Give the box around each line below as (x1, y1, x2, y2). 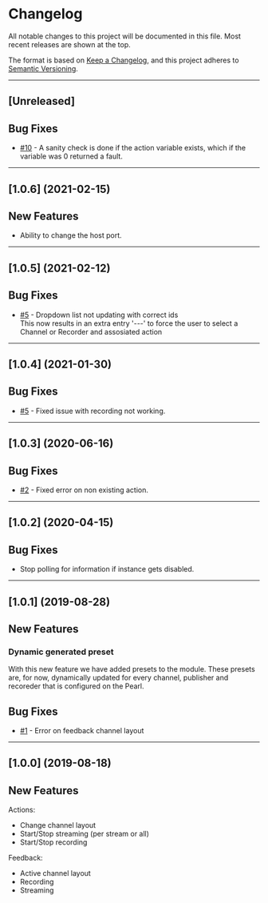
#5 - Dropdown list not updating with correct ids (19, 310, 179, 319)
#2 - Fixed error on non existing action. (19, 485, 149, 495)
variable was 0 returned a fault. (19, 151, 124, 161)
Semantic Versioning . (8, 63, 78, 73)
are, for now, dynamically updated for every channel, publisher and (8, 673, 229, 683)
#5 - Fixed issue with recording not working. (19, 406, 166, 415)
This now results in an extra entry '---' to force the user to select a (19, 318, 238, 328)
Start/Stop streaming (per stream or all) (19, 829, 150, 839)
